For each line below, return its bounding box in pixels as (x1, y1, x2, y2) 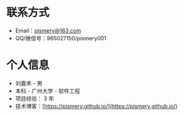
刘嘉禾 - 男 (15, 79, 43, 87)
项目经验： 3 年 (15, 95, 54, 102)
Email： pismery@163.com (15, 27, 81, 34)
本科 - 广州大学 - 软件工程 (15, 87, 81, 95)
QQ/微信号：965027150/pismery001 (15, 34, 107, 42)
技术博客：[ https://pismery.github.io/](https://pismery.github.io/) (15, 102, 178, 110)
